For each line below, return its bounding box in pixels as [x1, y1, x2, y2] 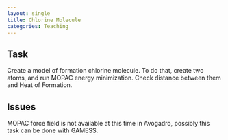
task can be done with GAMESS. [7, 126, 99, 135]
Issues [7, 101, 36, 113]
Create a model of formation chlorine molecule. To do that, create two [7, 67, 204, 75]
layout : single [7, 10, 51, 17]
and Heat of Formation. [7, 81, 73, 89]
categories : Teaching [7, 23, 69, 30]
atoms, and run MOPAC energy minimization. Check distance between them [7, 73, 221, 82]
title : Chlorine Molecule [7, 16, 81, 23]
